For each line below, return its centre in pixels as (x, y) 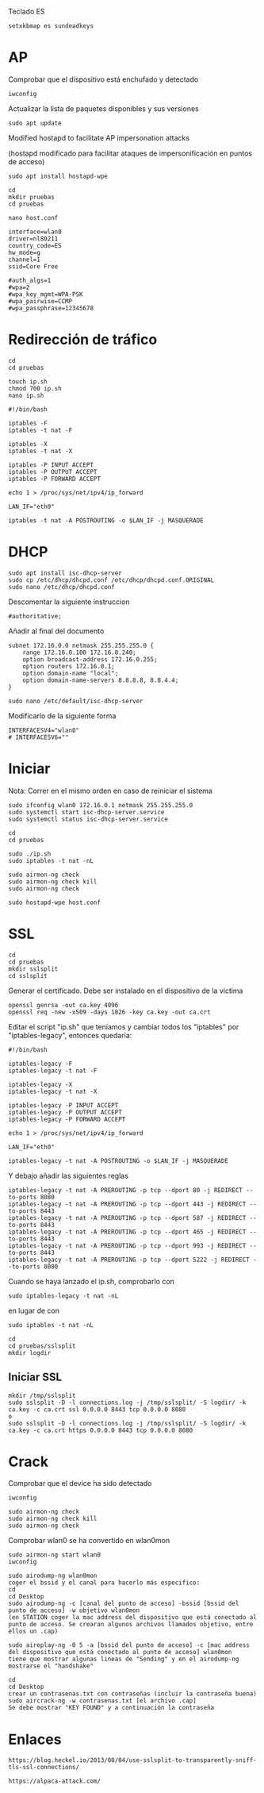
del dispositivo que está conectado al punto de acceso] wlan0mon (120, 1653)
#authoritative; (35, 616)
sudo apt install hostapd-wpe (58, 176)
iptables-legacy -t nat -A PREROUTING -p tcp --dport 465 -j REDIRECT (127, 1232)
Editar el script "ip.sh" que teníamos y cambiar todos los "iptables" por (124, 1026)
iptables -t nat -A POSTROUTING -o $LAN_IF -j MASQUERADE (106, 520)
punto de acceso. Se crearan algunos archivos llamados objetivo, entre (131, 1625)
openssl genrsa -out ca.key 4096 (63, 1005)
